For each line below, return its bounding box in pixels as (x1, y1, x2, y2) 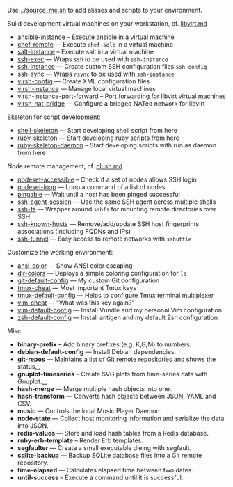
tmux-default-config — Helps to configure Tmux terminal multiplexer (17, 292, 214, 299)
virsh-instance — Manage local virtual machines (17, 85, 156, 93)
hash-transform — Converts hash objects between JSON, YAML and (17, 392, 216, 400)
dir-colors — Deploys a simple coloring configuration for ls (17, 269, 187, 277)
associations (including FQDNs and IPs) (17, 227, 131, 235)
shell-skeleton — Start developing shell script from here (17, 127, 177, 134)
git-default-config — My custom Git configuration (17, 276, 160, 285)
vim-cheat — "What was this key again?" (17, 298, 135, 307)
